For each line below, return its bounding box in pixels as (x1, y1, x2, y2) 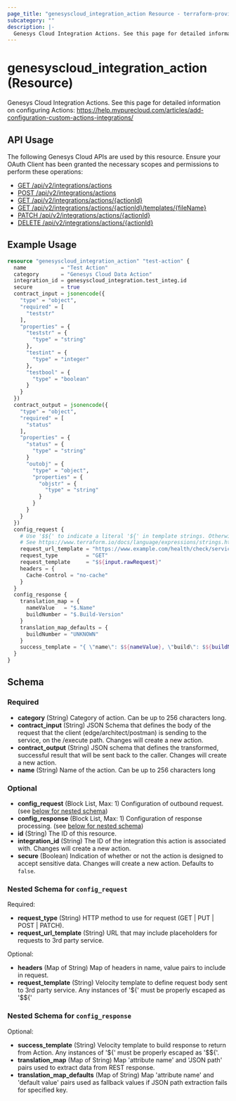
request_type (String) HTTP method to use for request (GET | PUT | (17, 914, 214, 922)
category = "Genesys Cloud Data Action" (13, 270, 152, 278)
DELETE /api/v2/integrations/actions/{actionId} (17, 219, 154, 227)
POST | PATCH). (17, 921, 65, 930)
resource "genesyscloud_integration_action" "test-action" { (7, 258, 190, 265)
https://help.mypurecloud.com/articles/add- (76, 106, 204, 115)
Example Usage (7, 239, 77, 251)
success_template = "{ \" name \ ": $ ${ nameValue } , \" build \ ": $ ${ (20, 643, 212, 651)
